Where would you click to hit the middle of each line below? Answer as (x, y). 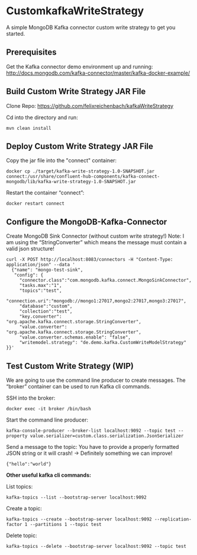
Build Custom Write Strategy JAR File (76, 92)
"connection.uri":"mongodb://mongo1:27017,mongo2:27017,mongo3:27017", (96, 301)
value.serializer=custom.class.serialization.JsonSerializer (107, 436)
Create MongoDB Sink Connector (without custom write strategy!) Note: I (95, 236)
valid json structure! (30, 249)
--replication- (173, 519)
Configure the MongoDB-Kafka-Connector (87, 221)
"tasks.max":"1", (41, 286)
